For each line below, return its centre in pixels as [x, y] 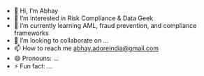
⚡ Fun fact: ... [33, 66]
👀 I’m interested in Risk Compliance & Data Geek [83, 18]
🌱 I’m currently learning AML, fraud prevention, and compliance [105, 25]
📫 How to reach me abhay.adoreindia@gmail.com [86, 48]
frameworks [31, 33]
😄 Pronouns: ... [36, 58]
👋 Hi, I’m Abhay [36, 11]
